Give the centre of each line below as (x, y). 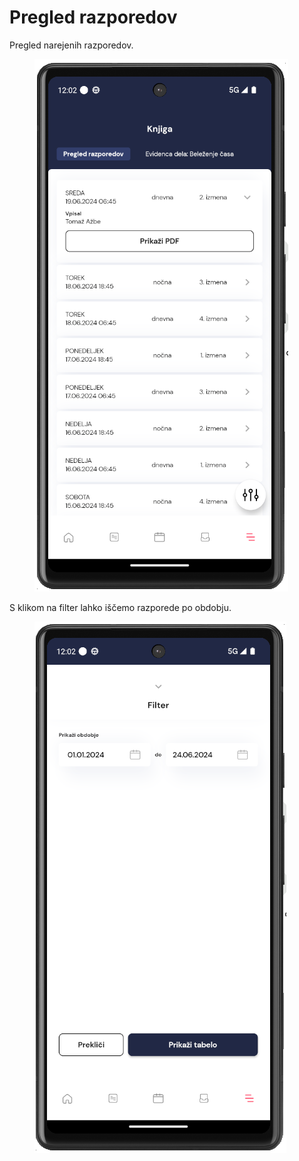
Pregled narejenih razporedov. (71, 45)
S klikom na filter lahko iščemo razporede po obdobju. (120, 607)
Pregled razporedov (93, 17)
